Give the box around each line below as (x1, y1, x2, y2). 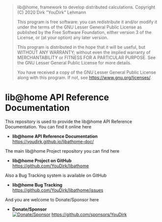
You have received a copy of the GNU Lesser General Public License (17, 69, 156, 75)
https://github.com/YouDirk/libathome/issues (12, 187, 104, 193)
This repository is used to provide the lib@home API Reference (5, 118, 133, 125)
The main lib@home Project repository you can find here (5, 148, 119, 154)
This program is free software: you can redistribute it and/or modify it (17, 19, 158, 25)
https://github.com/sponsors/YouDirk (51, 211, 127, 217)
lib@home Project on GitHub (12, 158, 72, 163)
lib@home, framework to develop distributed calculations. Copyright (17, 4, 156, 10)
